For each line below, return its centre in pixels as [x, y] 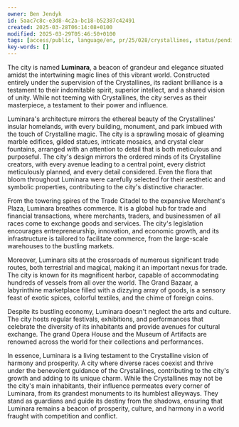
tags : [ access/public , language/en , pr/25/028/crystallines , [100, 41]
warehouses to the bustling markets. [61, 246]
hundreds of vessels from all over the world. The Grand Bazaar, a [103, 283]
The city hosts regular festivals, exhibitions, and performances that [106, 319]
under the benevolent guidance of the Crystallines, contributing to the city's [118, 370]
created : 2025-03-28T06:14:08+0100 [60, 27]
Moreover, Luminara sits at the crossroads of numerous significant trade [113, 260]
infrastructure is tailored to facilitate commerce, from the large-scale [108, 238]
